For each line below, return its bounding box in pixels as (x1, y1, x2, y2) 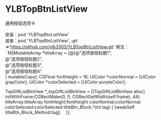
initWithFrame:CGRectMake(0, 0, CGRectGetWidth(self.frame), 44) (5, 94, 140, 99)
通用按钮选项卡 (5, 20, 35, 26)
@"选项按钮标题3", (5, 62, 43, 68)
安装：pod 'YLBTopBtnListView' (5, 31, 70, 37)
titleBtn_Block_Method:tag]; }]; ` (5, 109, 74, 115)
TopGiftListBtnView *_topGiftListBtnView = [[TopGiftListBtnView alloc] (5, 88, 145, 94)
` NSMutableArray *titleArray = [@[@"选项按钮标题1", (5, 50, 112, 56)
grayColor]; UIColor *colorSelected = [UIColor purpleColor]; (5, 79, 126, 85)
